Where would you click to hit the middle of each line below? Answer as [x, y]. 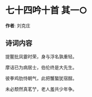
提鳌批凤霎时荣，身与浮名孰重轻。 [41, 56]
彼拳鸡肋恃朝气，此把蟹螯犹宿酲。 [41, 78]
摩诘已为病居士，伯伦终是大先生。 [41, 67]
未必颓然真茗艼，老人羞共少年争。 [41, 89]
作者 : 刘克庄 [18, 26]
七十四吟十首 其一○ [47, 10]
